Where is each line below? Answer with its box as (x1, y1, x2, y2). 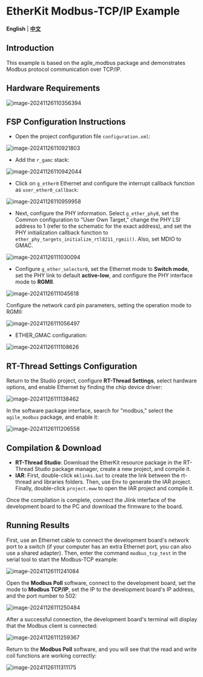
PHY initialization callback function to (15, 229, 108, 236)
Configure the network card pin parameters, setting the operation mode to (6, 302, 192, 309)
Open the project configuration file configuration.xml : (15, 133, 151, 140)
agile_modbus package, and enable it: (6, 413, 99, 421)
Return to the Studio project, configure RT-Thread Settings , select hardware (6, 377, 197, 384)
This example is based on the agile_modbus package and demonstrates (6, 59, 186, 66)
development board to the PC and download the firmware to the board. (6, 503, 184, 510)
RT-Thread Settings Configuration (6, 361, 138, 371)
